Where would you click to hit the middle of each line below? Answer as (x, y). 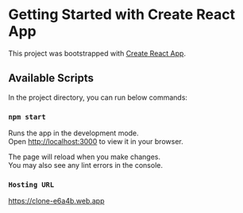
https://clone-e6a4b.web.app (56, 201)
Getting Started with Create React (122, 15)
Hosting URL (31, 184)
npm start (27, 117)
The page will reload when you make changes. (85, 157)
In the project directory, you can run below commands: (98, 97)
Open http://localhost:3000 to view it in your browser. (96, 142)
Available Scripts (51, 78)
